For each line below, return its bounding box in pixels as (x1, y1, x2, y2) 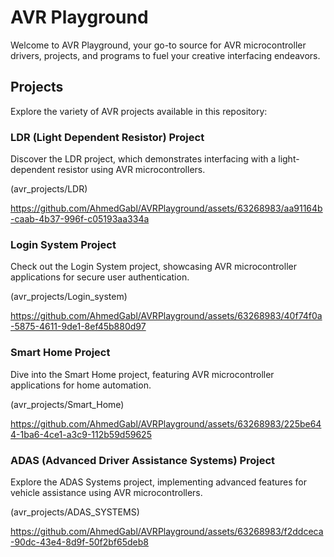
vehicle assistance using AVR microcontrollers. (10, 486, 203, 498)
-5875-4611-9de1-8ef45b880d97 (10, 321, 147, 333)
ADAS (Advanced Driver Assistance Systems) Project (10, 453, 276, 467)
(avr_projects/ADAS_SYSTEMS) (10, 506, 140, 518)
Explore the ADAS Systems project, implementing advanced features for (10, 476, 308, 488)
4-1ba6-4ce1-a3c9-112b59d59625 (10, 428, 152, 440)
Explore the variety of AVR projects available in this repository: (10, 105, 268, 117)
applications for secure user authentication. (10, 271, 190, 283)
